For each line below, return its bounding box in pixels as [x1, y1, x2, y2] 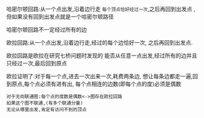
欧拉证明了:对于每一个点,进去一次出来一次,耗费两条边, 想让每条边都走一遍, [6, 73, 193, 79]
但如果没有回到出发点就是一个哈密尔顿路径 [6, 13, 114, 20]
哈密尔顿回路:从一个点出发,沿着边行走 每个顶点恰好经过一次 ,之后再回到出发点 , [6, 6, 195, 12]
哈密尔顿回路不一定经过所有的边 [6, 26, 87, 33]
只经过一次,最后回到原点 [6, 60, 67, 67]
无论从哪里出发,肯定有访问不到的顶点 [6, 106, 87, 112]
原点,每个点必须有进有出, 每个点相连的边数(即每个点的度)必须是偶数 [11, 80, 182, 87]
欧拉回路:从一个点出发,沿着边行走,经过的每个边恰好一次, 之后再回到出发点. [6, 39, 193, 46]
